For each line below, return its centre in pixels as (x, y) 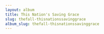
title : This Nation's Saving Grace (42, 14)
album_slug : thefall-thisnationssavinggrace (52, 24)
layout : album (20, 10)
